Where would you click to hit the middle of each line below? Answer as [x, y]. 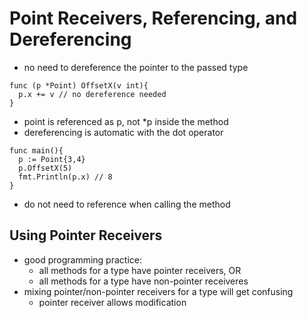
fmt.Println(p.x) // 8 [65, 177]
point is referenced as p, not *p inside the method [126, 121]
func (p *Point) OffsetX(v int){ [79, 85]
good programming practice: [82, 259]
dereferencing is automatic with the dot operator [123, 132]
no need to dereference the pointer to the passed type [136, 67]
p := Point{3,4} [52, 159]
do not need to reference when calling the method [127, 204]
